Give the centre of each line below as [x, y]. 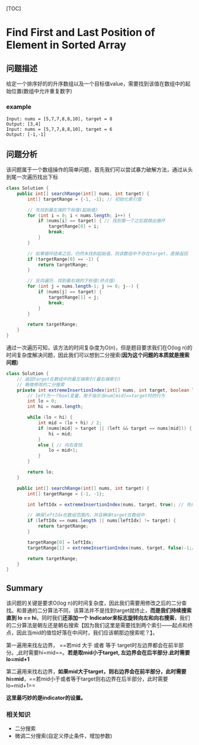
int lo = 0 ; [42, 401]
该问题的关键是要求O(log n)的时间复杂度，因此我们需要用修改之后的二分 [94, 603]
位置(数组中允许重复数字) [42, 91]
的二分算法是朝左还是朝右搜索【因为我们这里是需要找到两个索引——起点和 [97, 625]
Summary [25, 588]
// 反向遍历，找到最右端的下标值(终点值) [72, 281]
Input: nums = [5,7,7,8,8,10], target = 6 [59, 130]
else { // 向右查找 [60, 445]
